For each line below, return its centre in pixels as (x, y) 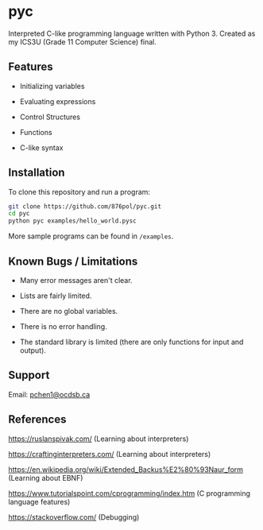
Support (29, 375)
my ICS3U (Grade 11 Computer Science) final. (83, 41)
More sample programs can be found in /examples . (91, 236)
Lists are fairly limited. (56, 296)
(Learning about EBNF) (46, 478)
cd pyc (19, 214)
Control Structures (50, 117)
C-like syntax (41, 147)
